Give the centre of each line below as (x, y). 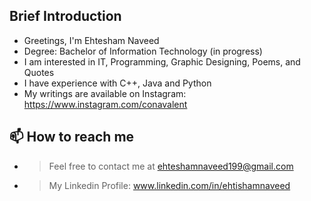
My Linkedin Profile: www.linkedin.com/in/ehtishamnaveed (169, 185)
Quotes (39, 72)
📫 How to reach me (72, 137)
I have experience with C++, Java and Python (117, 83)
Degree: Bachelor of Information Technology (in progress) (143, 51)
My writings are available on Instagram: (105, 93)
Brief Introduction (65, 16)
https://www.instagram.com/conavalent (105, 104)
